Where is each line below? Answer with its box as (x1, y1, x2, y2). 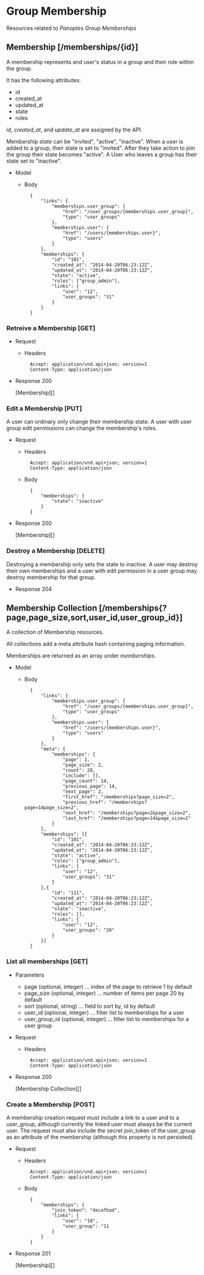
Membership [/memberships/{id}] (6, 42, 139, 52)
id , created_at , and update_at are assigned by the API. (6, 126, 143, 133)
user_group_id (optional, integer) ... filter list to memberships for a (24, 1015, 189, 1022)
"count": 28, (62, 767, 96, 774)
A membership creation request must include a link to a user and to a (6, 1114, 180, 1122)
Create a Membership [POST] (6, 1100, 96, 1109)
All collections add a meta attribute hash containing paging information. (6, 641, 186, 648)
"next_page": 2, (62, 789, 104, 795)
